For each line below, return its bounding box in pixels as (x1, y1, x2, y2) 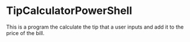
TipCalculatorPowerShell (6, 4, 132, 17)
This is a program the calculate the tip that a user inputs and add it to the (6, 23, 184, 30)
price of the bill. (6, 29, 45, 36)
